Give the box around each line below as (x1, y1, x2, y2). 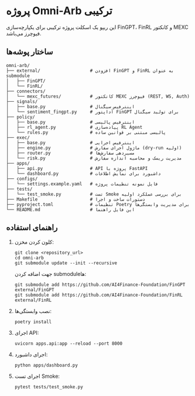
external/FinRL (14, 297, 52, 303)
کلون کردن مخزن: (14, 238, 54, 245)
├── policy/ (6, 114, 35, 120)
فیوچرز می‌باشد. (6, 29, 42, 36)
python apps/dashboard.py (14, 362, 78, 368)
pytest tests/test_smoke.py (14, 384, 83, 390)
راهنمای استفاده (6, 222, 58, 233)
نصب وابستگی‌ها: (14, 307, 52, 314)
